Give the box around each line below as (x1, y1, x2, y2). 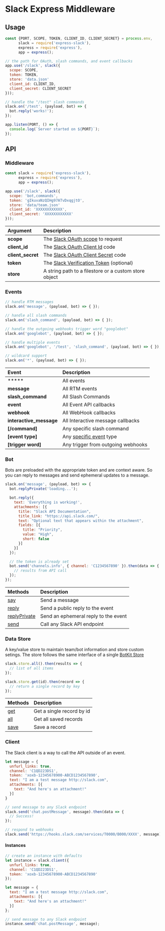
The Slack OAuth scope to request (43, 236, 123, 242)
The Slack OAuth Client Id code (43, 243, 115, 250)
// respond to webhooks (5, 827, 54, 832)
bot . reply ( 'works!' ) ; (9, 109, 54, 114)
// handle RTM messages (5, 300, 54, 304)
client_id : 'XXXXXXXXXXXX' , (9, 207, 67, 212)
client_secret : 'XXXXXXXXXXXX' (9, 211, 74, 217)
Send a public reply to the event (40, 604, 114, 611)
